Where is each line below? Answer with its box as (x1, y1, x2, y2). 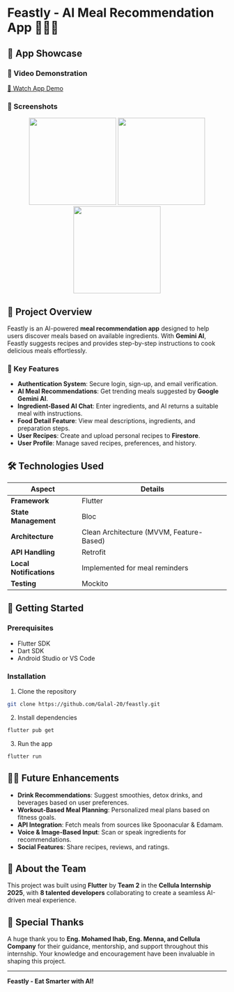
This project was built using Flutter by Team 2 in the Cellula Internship (7, 881, 211, 890)
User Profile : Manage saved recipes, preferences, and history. (17, 439, 197, 448)
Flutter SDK (17, 639, 51, 648)
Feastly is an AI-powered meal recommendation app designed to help (7, 324, 210, 333)
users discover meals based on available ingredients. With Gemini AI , (7, 331, 207, 339)
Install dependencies (17, 713, 78, 722)
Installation (7, 671, 47, 681)
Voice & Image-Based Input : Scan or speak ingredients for (17, 827, 187, 836)
